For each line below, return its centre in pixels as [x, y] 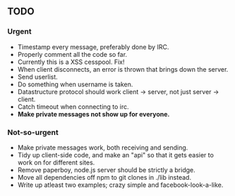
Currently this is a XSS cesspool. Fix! [71, 62]
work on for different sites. [56, 162]
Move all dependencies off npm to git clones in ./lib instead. [104, 177]
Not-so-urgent [33, 132]
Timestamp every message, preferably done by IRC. [93, 47]
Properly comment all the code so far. [72, 54]
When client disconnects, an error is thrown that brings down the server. [123, 69]
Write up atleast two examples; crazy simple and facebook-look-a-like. [120, 185]
